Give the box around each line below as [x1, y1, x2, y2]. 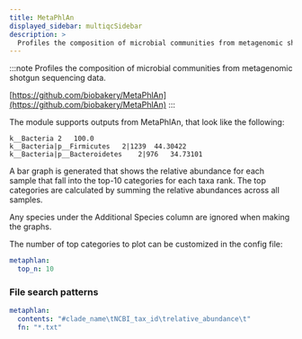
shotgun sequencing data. [9, 73, 106, 84]
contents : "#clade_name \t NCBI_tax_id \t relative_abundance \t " [17, 315, 252, 324]
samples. [9, 194, 43, 205]
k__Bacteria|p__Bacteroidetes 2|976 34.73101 [9, 150, 203, 159]
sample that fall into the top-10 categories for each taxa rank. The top [9, 175, 267, 186]
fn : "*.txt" [17, 323, 63, 333]
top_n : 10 [17, 264, 54, 274]
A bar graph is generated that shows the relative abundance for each [9, 165, 265, 176]
